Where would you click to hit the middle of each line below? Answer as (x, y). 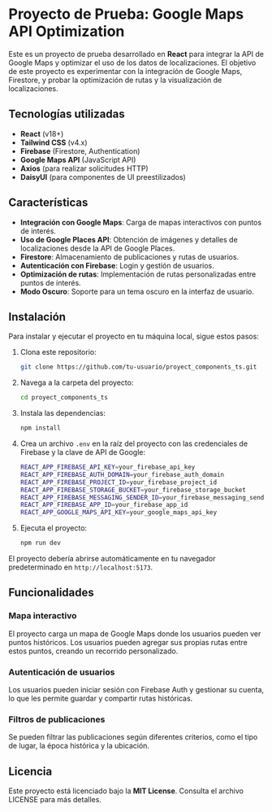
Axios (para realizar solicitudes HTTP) (84, 168)
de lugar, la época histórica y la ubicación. (79, 746)
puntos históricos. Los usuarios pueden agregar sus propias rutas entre (128, 642)
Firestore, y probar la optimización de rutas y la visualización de (115, 80)
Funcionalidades (52, 593)
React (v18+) (42, 133)
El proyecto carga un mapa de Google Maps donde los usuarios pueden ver (135, 633)
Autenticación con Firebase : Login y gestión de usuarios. (117, 265)
